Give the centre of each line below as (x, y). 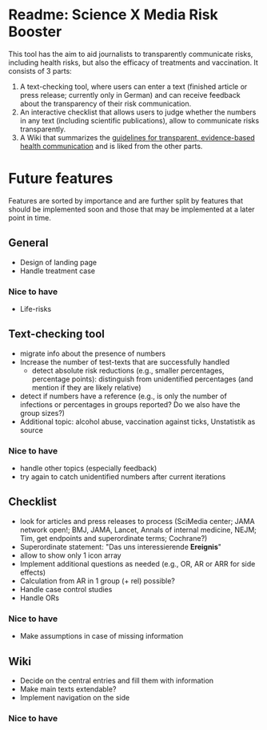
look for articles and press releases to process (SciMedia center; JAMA (137, 521)
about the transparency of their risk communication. (106, 103)
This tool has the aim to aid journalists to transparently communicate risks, (131, 54)
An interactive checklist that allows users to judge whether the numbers (138, 112)
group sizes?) (42, 413)
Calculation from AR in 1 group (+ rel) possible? (98, 581)
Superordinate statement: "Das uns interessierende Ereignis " (121, 546)
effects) (33, 572)
